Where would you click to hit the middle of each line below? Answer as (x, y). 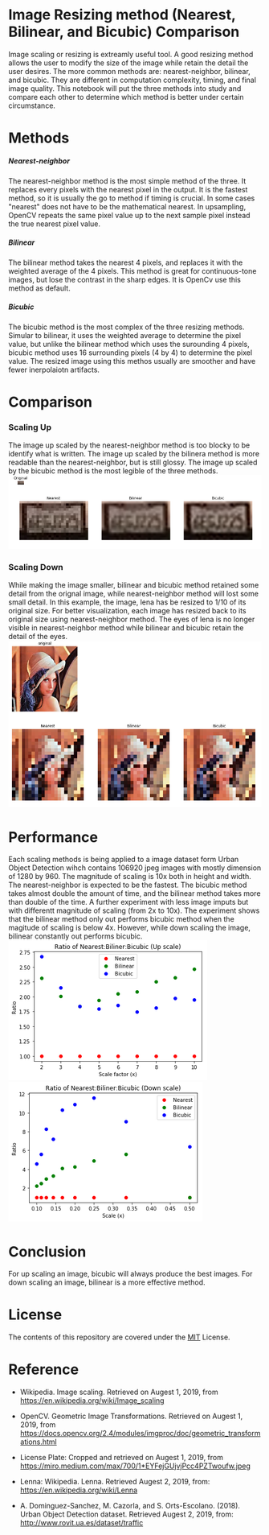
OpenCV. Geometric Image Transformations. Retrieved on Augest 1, (131, 1416)
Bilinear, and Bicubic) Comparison (124, 32)
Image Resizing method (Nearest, (122, 15)
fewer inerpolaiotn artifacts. (54, 370)
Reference (43, 1370)
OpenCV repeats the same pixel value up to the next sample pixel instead (129, 216)
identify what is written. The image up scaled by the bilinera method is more (134, 453)
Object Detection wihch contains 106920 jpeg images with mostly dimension (135, 868)
